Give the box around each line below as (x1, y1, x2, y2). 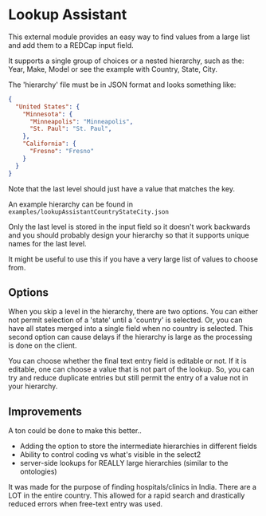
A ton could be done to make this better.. (8, 426, 142, 435)
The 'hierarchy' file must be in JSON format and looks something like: (8, 80, 237, 89)
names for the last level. (8, 238, 87, 248)
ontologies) (19, 467, 57, 476)
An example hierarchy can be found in (8, 199, 134, 209)
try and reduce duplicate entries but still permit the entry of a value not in (8, 373, 248, 383)
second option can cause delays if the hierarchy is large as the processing (8, 333, 252, 342)
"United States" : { (15, 102, 80, 111)
